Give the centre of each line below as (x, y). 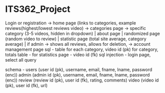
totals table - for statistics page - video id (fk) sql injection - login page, (78, 54)
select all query (21, 60)
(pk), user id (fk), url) (27, 85)
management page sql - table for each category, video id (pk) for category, (82, 49)
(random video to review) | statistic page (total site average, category (76, 39)
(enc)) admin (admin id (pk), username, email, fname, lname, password (78, 75)
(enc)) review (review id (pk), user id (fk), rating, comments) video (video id (82, 80)
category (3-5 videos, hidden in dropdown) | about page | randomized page (82, 33)
